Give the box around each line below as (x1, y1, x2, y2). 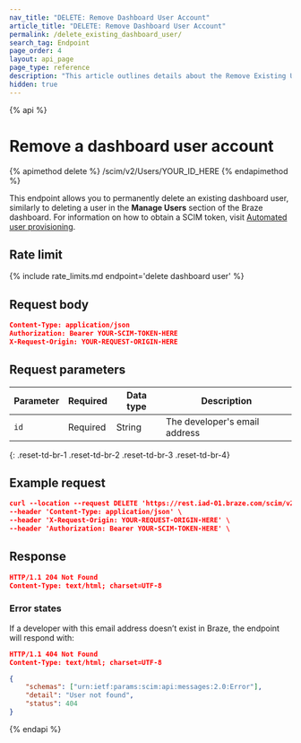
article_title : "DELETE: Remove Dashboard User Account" (9, 22, 227, 31)
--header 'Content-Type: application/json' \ (9, 508, 182, 517)
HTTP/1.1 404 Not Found (9, 650, 99, 659)
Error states (9, 602, 63, 615)
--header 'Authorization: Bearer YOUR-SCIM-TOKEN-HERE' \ (9, 524, 230, 534)
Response (9, 549, 67, 564)
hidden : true (9, 80, 58, 89)
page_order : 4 (9, 47, 63, 56)
